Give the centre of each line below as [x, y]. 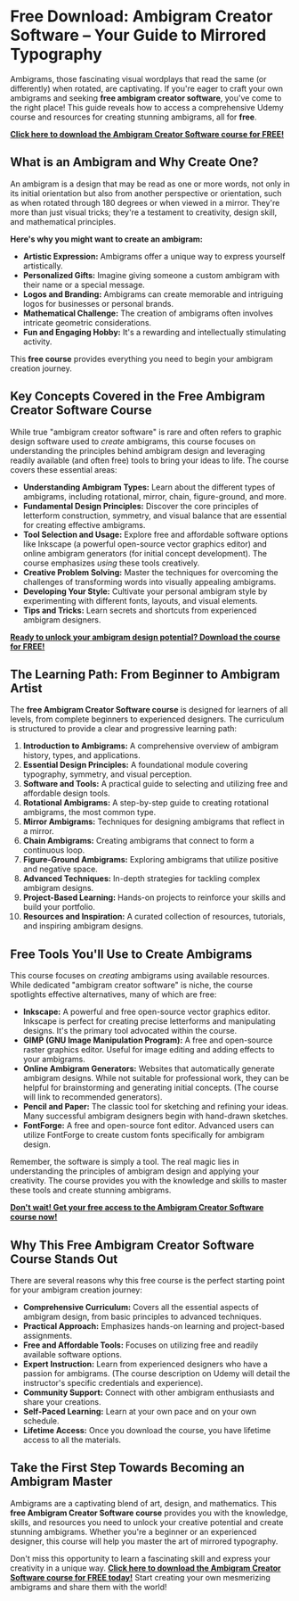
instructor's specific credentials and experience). [113, 1383]
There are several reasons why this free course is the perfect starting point [148, 1280]
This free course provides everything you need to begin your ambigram [142, 359]
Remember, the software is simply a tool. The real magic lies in [125, 1162]
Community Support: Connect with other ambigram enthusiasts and [149, 1392]
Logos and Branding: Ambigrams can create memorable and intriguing [153, 294]
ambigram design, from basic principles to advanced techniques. [142, 1316]
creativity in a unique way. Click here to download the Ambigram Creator [145, 1568]
